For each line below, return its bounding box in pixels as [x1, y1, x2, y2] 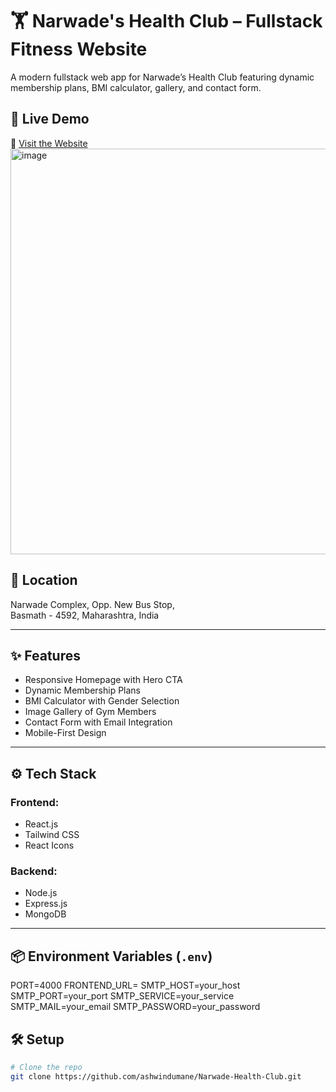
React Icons [24, 839, 75, 852]
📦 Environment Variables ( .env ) [10, 948, 213, 965]
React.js [24, 818, 59, 830]
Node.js [24, 887, 58, 899]
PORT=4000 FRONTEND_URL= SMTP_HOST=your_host [10, 979, 241, 992]
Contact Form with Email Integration [24, 716, 173, 728]
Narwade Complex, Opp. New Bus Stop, [10, 598, 175, 610]
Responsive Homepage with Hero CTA [24, 674, 183, 686]
